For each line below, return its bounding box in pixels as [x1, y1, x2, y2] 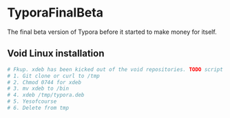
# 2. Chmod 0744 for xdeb [7, 79, 81, 86]
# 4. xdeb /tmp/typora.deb [7, 92, 85, 99]
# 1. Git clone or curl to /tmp [7, 72, 100, 79]
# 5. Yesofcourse [7, 98, 57, 105]
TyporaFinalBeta [7, 5, 104, 21]
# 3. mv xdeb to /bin [7, 85, 70, 92]
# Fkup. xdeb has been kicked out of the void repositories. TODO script [7, 66, 224, 73]
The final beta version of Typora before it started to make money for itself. [7, 28, 217, 36]
